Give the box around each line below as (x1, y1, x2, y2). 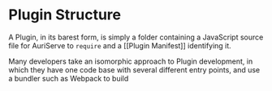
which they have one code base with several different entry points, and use (8, 64, 261, 74)
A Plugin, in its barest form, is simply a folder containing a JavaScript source (8, 32, 264, 42)
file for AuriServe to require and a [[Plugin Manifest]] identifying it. (8, 40, 231, 50)
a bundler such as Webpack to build (8, 73, 129, 83)
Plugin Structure (8, 6, 122, 24)
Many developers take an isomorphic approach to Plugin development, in (8, 56, 253, 66)
